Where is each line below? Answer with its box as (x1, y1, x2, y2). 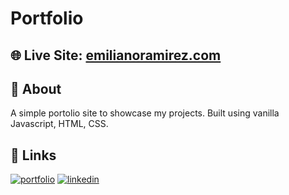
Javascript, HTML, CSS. (10, 118, 109, 130)
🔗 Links (10, 147, 57, 164)
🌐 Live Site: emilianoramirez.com (10, 47, 222, 64)
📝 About (10, 80, 62, 97)
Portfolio (10, 7, 84, 30)
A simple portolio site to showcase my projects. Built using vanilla (10, 107, 280, 119)
